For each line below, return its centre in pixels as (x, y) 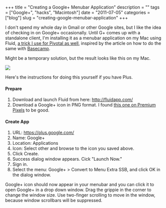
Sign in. (20, 164)
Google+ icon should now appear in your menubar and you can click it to (80, 185)
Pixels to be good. (31, 110)
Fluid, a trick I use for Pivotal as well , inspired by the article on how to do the (83, 43)
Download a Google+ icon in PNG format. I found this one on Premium (84, 105)
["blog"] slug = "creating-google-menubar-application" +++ (67, 18)
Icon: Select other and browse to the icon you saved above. (73, 148)
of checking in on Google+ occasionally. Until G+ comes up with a (73, 33)
